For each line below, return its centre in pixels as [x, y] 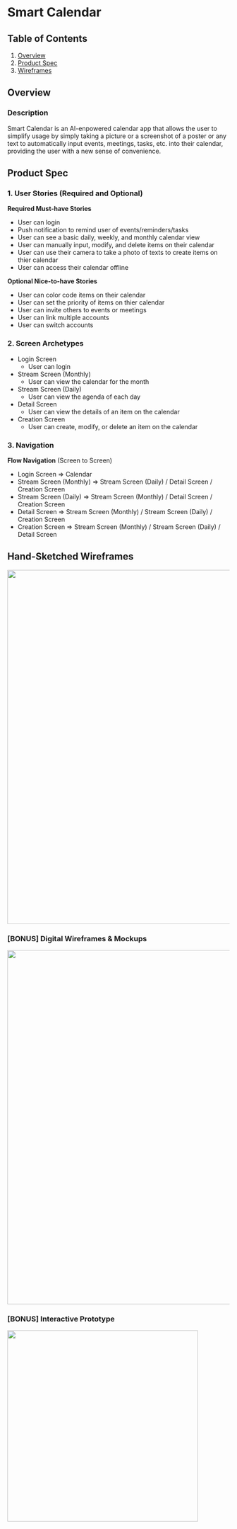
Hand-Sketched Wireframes [71, 557]
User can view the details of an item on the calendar [104, 411]
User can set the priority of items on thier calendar [91, 302]
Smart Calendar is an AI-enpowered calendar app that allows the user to [112, 128]
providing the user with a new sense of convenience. [84, 151]
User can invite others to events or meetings [82, 310]
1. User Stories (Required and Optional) [75, 193]
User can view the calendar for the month [89, 381]
